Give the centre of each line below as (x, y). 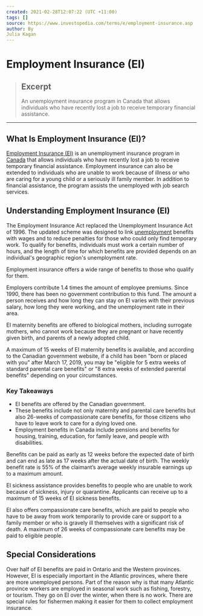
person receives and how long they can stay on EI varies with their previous (100, 300)
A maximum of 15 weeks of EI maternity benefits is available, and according (100, 349)
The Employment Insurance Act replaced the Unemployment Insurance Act (100, 225)
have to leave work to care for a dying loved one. (76, 424)
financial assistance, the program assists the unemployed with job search (98, 185)
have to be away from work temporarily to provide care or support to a (94, 516)
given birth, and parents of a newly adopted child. (68, 338)
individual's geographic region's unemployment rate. (72, 257)
